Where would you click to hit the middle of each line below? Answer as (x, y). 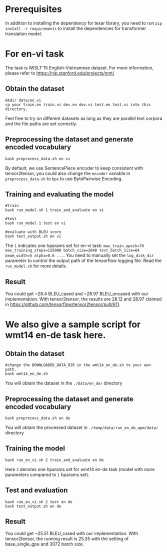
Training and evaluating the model (59, 194)
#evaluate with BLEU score (33, 232)
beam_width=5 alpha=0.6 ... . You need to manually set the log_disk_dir (79, 255)
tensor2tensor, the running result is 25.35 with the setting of (67, 539)
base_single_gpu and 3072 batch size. (44, 544)
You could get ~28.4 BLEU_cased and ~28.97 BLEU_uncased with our (77, 294)
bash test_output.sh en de (33, 506)
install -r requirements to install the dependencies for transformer (76, 28)
